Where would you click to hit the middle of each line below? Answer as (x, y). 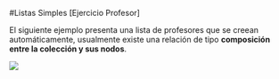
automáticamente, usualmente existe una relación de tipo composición (139, 39)
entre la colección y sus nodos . (68, 49)
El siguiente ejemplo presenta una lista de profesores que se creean (134, 30)
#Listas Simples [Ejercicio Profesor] (75, 13)
